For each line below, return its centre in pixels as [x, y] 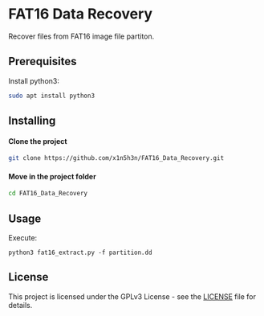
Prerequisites [43, 62]
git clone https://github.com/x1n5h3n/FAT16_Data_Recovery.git [116, 158]
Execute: [23, 237]
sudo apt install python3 [51, 96]
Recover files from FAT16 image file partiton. [81, 36]
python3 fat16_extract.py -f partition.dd [80, 252]
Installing [32, 121]
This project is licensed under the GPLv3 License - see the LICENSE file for [132, 296]
